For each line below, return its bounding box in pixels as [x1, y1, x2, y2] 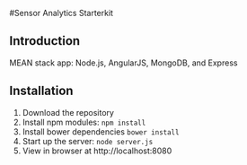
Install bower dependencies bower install [22, 126, 180, 137]
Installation [9, 83, 74, 99]
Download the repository [22, 107, 115, 117]
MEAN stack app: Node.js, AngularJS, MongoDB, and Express [9, 57, 238, 68]
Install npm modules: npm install [22, 117, 146, 127]
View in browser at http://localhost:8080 [22, 145, 172, 156]
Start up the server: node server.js [22, 135, 154, 146]
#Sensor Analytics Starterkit [9, 8, 114, 18]
